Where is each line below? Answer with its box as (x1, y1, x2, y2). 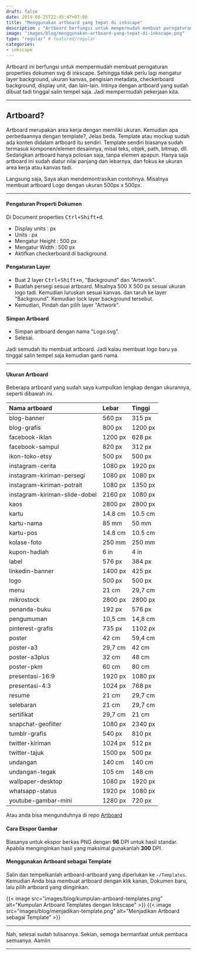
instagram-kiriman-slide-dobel (9, 491, 97, 499)
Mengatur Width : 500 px (14, 244, 75, 251)
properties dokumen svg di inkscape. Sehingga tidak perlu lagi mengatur (6, 69, 182, 76)
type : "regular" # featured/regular (6, 36, 96, 42)
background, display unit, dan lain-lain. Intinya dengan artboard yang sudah (6, 82, 189, 89)
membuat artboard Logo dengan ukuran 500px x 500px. (6, 181, 142, 188)
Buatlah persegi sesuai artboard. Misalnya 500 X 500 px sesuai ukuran (14, 282, 186, 290)
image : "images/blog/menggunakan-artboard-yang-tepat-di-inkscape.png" (6, 31, 185, 36)
